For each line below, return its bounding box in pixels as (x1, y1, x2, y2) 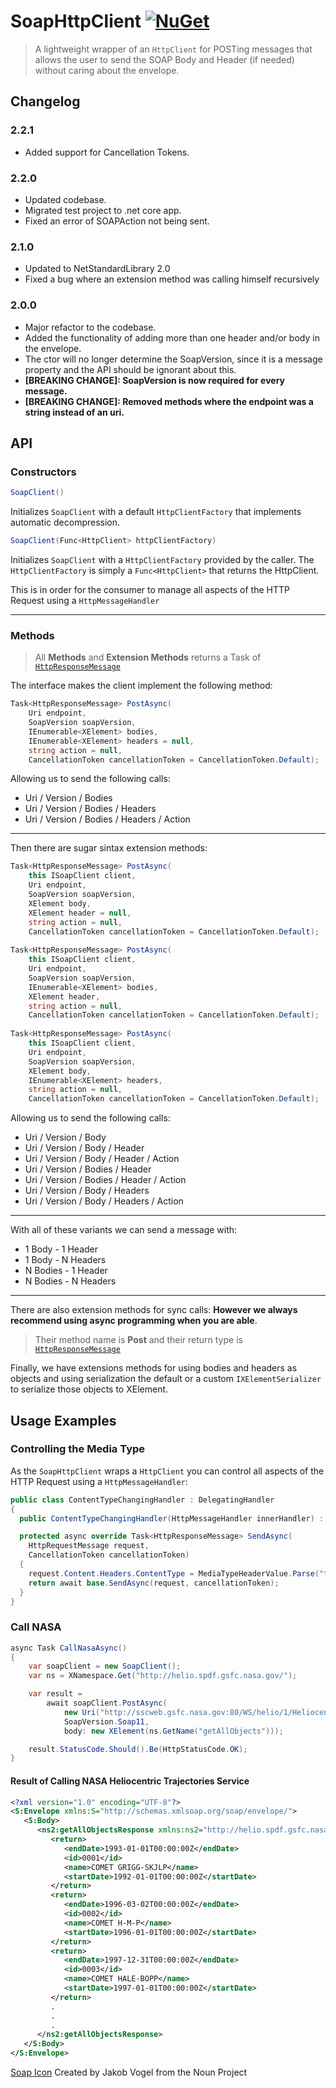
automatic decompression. (10, 516, 121, 529)
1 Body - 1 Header (24, 1243, 99, 1255)
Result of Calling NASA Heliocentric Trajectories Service (10, 1775, 250, 1787)
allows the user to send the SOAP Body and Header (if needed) (34, 53, 295, 65)
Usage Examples (10, 1412, 117, 1429)
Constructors (10, 465, 77, 479)
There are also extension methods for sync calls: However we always (10, 1304, 298, 1316)
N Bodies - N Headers (24, 1275, 117, 1287)
